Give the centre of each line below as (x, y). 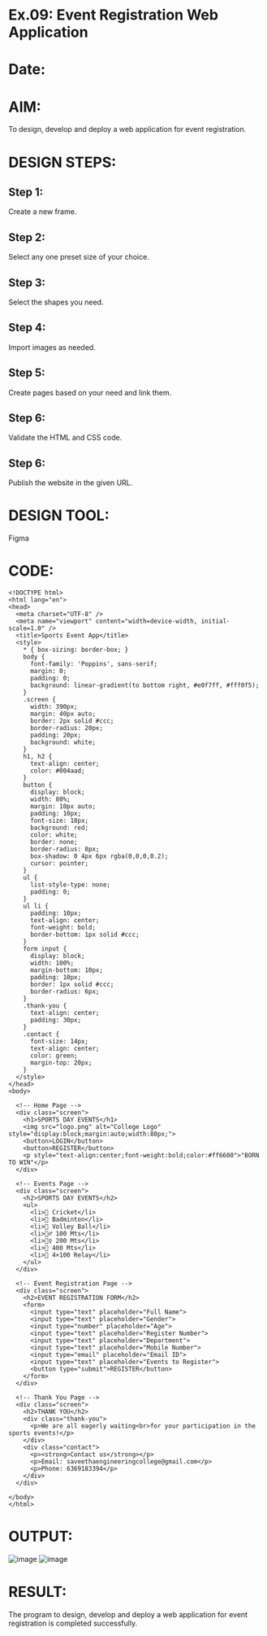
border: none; (54, 842)
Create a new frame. (43, 212)
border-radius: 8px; (65, 849)
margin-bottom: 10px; (67, 970)
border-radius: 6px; (65, 992)
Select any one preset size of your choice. (79, 257)
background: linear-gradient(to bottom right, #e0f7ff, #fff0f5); (144, 685)
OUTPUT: (41, 1537)
